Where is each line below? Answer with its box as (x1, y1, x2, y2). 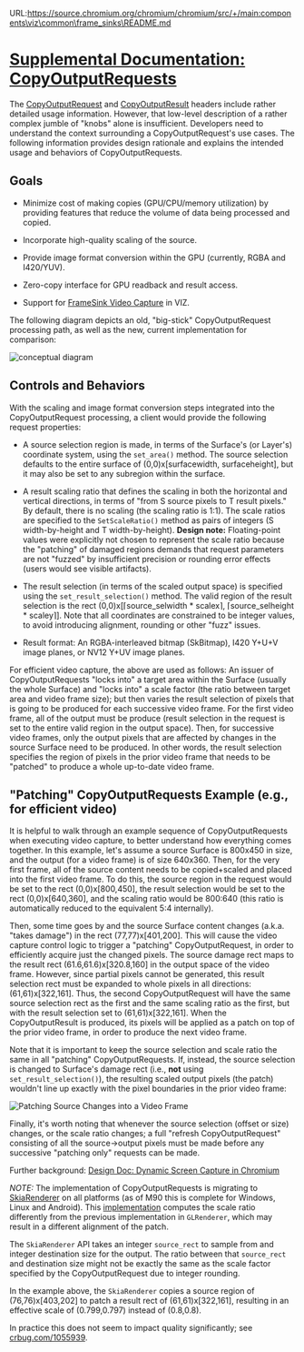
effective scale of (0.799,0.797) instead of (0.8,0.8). (9, 1305, 202, 1316)
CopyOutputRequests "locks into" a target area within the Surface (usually (9, 673, 288, 685)
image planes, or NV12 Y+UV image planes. (22, 646, 186, 658)
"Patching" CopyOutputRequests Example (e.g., (9, 787, 289, 802)
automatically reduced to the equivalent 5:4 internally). (9, 903, 214, 913)
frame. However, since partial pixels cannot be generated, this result (9, 969, 265, 980)
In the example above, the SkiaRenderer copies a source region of (9, 1286, 255, 1297)
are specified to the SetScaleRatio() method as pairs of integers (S (22, 514, 274, 526)
